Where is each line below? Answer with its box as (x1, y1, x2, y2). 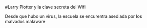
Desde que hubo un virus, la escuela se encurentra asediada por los (5, 14, 143, 19)
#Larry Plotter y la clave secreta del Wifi (5, 4, 86, 10)
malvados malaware (5, 19, 45, 24)
